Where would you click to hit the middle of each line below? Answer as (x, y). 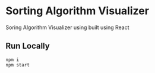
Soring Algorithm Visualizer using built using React (67, 27)
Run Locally (28, 46)
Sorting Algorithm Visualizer (77, 11)
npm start (18, 65)
